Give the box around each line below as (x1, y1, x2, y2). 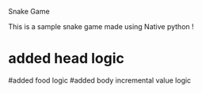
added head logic (8, 50, 124, 68)
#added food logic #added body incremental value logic (8, 75, 192, 85)
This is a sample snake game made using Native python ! (8, 22, 194, 31)
